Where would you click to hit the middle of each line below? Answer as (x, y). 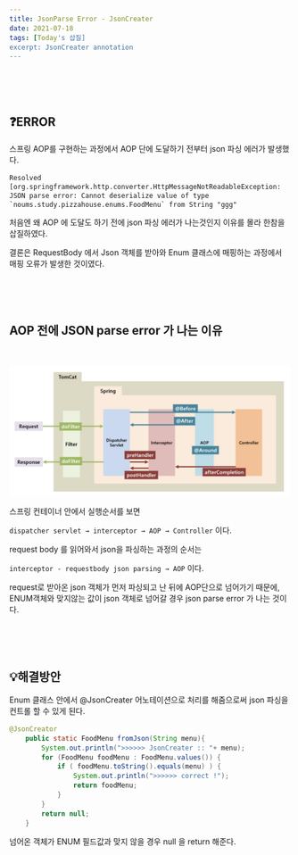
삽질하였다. (29, 234)
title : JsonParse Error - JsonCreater (81, 19)
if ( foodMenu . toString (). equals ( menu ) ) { (139, 767)
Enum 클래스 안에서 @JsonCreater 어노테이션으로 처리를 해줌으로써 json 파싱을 (149, 700)
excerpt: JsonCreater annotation (71, 47)
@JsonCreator (33, 729)
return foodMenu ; (105, 785)
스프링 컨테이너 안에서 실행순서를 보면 (75, 511)
